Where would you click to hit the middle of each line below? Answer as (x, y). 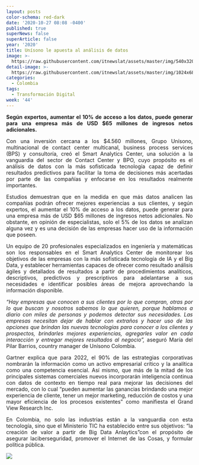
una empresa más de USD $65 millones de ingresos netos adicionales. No (99, 216)
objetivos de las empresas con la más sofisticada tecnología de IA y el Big (99, 258)
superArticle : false (32, 39)
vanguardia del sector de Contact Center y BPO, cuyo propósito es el (99, 160)
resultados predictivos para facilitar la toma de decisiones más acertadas (99, 172)
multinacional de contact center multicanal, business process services (99, 147)
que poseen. (21, 235)
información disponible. (35, 290)
